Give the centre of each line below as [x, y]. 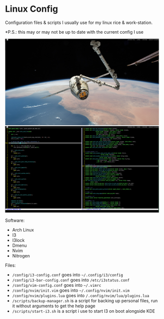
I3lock [18, 240]
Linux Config [32, 9]
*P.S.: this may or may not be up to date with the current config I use [74, 32]
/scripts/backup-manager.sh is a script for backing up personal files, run [85, 301]
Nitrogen [21, 256]
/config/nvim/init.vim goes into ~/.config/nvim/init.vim [71, 290]
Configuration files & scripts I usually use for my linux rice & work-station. [79, 22]
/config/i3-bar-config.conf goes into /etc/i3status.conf [71, 280]
